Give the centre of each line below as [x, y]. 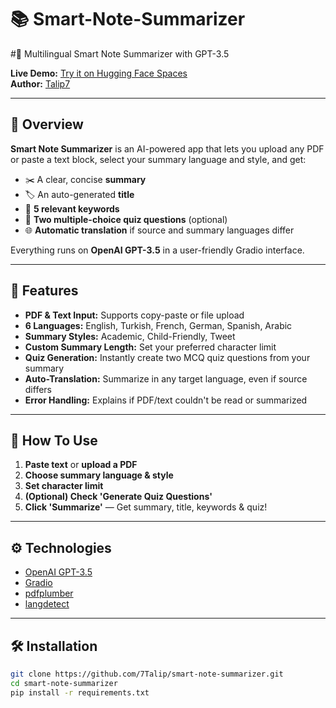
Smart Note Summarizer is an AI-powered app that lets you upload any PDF [167, 148]
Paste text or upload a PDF [81, 465]
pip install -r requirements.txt [80, 692]
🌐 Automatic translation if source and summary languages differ [159, 230]
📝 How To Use [54, 440]
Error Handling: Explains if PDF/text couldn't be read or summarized [166, 400]
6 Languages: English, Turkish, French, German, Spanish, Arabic [158, 325]
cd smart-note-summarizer [64, 683]
